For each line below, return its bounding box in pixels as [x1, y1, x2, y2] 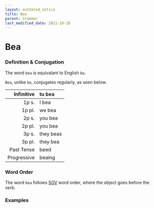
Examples [5, 197, 29, 204]
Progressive [7, 154, 35, 160]
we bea [39, 107, 56, 113]
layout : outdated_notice [5, 7, 55, 12]
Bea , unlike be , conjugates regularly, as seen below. [5, 79, 107, 85]
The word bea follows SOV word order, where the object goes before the [5, 180, 150, 186]
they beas [39, 130, 62, 137]
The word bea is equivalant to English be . [5, 70, 86, 76]
